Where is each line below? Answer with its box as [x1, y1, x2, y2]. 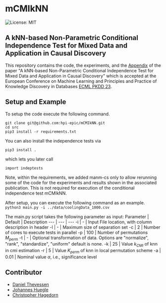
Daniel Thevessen [12, 281, 50, 287]
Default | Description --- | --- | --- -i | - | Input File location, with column [5, 219, 152, 225]
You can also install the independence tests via [5, 138, 101, 144]
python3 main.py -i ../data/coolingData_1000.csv [5, 205, 110, 210]
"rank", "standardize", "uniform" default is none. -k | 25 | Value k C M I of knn [5, 241, 158, 248]
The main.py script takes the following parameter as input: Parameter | [5, 213, 149, 219]
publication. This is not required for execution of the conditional [5, 185, 135, 191]
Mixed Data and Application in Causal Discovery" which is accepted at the [5, 73, 157, 79]
